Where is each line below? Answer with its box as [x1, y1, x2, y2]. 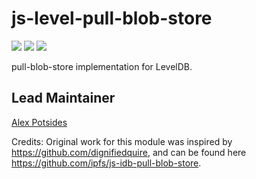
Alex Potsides [11, 116, 68, 128]
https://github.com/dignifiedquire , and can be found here [11, 146, 247, 158]
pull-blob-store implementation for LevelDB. [11, 60, 193, 72]
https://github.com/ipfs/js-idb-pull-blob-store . [11, 157, 202, 169]
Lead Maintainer [11, 90, 116, 107]
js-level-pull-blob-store [11, 7, 213, 30]
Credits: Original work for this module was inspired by [11, 135, 233, 147]
